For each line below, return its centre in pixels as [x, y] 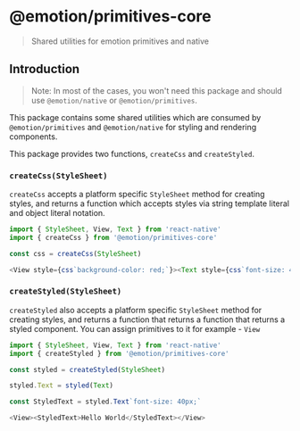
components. [33, 137]
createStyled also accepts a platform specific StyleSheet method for [136, 310]
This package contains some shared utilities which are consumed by [135, 117]
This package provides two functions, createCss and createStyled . [132, 153]
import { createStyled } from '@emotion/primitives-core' [119, 353]
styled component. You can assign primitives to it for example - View [135, 328]
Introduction [45, 69]
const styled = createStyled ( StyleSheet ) [87, 369]
